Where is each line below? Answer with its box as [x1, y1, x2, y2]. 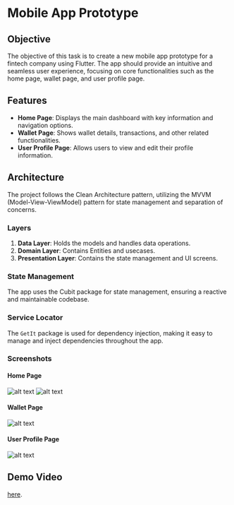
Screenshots [7, 354, 52, 364]
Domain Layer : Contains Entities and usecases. [17, 246, 156, 255]
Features [7, 95, 47, 107]
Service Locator [7, 313, 63, 323]
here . [7, 489, 23, 499]
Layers [7, 222, 32, 232]
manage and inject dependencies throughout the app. [7, 336, 164, 345]
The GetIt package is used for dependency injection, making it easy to [7, 328, 213, 337]
